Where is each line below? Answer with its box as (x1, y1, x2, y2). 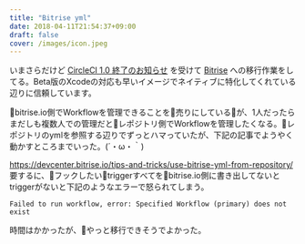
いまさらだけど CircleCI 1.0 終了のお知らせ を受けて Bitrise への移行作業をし (9, 65, 294, 76)
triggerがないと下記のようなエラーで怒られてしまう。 (9, 181, 209, 192)
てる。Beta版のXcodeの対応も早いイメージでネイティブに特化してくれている (9, 76, 297, 87)
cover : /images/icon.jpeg (9, 38, 107, 48)
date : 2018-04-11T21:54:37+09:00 (9, 22, 137, 31)
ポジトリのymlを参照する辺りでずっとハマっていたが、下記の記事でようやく (9, 129, 294, 141)
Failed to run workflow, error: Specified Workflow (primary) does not (9, 199, 287, 209)
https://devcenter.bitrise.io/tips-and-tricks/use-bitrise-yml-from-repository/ (9, 159, 294, 170)
